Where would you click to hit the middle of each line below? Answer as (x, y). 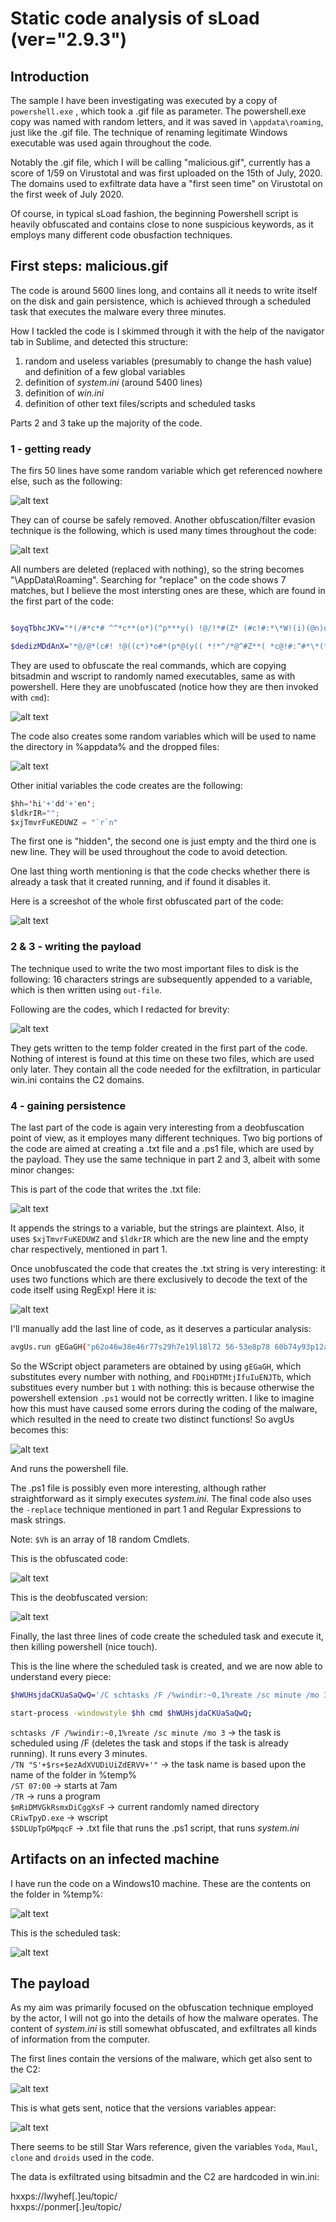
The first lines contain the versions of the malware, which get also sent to (161, 2059)
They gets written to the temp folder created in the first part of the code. (159, 1048)
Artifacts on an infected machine (115, 1859)
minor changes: (42, 1170)
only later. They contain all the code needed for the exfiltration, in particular (166, 1069)
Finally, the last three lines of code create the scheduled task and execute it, (167, 1636)
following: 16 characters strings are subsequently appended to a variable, (161, 979)
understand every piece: (61, 1676)
